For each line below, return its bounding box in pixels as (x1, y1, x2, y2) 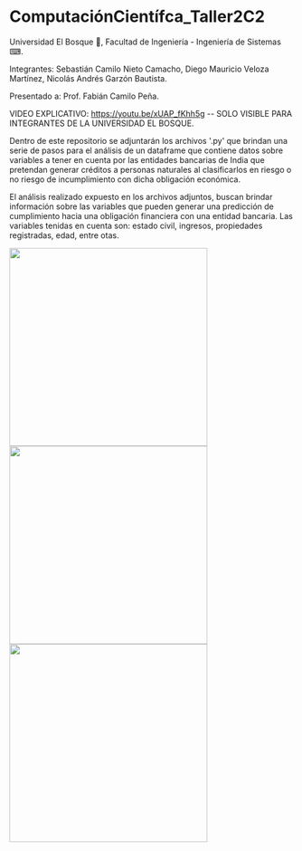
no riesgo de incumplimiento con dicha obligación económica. (9, 174, 241, 185)
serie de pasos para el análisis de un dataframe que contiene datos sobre (9, 145, 283, 156)
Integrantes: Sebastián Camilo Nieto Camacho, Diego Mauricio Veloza (9, 63, 269, 74)
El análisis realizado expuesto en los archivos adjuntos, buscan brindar (9, 191, 273, 202)
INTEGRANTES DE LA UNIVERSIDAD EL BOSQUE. (9, 118, 194, 129)
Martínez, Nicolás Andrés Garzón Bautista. (9, 72, 167, 83)
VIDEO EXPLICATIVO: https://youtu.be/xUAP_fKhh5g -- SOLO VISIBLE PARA (9, 108, 292, 119)
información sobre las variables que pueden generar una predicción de (9, 201, 274, 212)
